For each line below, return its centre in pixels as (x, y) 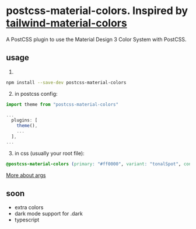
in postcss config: (36, 93)
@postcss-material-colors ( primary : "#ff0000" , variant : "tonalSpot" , (94, 164)
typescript (27, 220)
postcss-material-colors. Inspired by (97, 11)
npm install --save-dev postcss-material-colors (66, 82)
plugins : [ (24, 120)
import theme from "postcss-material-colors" (62, 104)
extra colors (29, 207)
